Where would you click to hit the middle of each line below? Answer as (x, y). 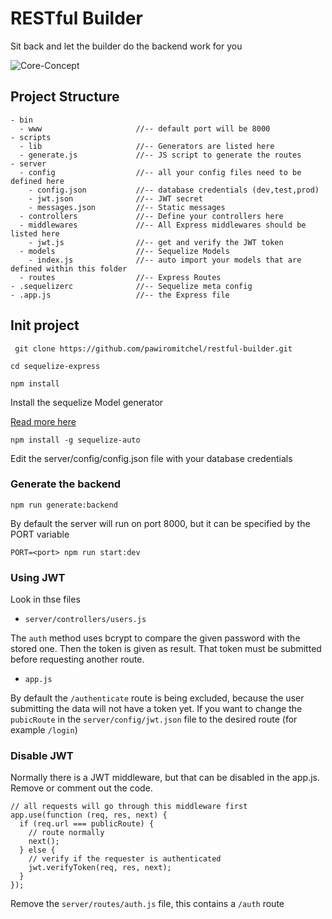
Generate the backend (66, 484)
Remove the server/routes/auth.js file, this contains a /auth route (147, 904)
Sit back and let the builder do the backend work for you (126, 46)
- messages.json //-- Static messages (127, 207)
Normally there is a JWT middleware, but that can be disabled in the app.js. (165, 778)
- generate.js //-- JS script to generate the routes (160, 155)
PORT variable (40, 534)
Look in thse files (45, 599)
